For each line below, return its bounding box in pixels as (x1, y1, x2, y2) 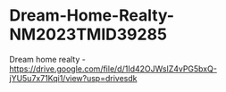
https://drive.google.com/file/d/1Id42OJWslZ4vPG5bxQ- (9, 63, 217, 74)
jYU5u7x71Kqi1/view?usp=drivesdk (9, 72, 138, 83)
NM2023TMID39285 (9, 24, 168, 45)
